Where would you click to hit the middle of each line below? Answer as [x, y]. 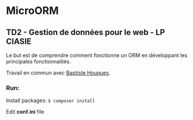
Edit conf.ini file [25, 112]
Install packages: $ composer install [50, 101]
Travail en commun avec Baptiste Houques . [58, 73]
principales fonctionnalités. [38, 61]
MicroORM [33, 11]
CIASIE [19, 41]
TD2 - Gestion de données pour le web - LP [85, 32]
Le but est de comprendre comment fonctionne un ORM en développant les [97, 55]
